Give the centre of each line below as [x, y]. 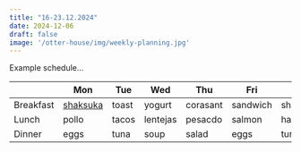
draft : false [34, 34]
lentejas [160, 120]
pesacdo [204, 120]
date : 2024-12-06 [42, 26]
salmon [247, 120]
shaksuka [83, 106]
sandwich [252, 106]
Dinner [28, 134]
